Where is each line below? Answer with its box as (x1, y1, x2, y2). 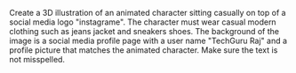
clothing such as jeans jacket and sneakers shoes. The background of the (9, 26, 280, 36)
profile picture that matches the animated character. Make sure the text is (9, 45, 278, 55)
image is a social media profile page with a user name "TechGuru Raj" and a (9, 35, 287, 46)
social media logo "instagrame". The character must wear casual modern (9, 17, 277, 27)
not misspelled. (9, 55, 65, 64)
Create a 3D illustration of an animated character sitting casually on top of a (9, 8, 286, 18)
